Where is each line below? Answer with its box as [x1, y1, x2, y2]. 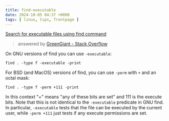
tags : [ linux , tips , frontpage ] [5, 17, 79, 22]
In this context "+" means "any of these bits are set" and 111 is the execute [5, 94, 162, 100]
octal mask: [5, 75, 30, 81]
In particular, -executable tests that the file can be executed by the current [5, 105, 162, 111]
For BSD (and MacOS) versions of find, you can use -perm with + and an [5, 69, 156, 76]
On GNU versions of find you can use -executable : [5, 51, 112, 57]
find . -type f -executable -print [5, 61, 81, 66]
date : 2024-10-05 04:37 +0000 [5, 12, 70, 17]
